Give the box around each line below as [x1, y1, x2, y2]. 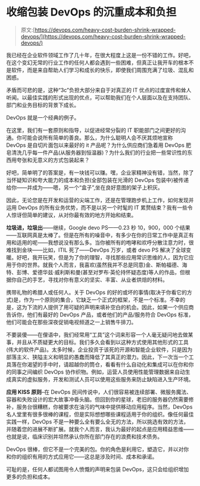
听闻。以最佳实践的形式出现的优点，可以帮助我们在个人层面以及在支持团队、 [6, 93, 194, 101]
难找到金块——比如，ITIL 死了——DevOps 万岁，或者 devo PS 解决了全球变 [6, 246, 192, 253]
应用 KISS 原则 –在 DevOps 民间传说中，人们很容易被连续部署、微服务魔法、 [6, 388, 192, 396]
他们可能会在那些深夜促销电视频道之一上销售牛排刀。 [6, 318, 137, 325]
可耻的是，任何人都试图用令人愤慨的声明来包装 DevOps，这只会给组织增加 [6, 465, 189, 473]
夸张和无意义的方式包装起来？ [16, 156, 90, 164]
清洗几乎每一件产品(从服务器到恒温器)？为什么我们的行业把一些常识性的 [11, 149, 187, 156]
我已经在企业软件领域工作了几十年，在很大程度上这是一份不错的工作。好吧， [6, 51, 194, 58]
